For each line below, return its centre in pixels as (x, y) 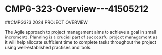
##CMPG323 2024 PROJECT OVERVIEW (47, 22)
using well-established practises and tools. (48, 47)
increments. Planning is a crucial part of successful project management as (81, 37)
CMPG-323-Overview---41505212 (77, 9)
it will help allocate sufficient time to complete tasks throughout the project (81, 42)
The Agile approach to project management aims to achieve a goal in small (81, 32)
